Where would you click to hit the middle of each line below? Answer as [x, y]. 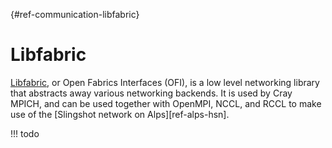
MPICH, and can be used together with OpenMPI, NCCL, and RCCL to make [166, 103]
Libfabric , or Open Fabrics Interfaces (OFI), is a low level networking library [165, 82]
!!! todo [25, 133]
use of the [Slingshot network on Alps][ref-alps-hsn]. [120, 114]
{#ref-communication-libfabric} [75, 14]
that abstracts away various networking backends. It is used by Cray [151, 93]
